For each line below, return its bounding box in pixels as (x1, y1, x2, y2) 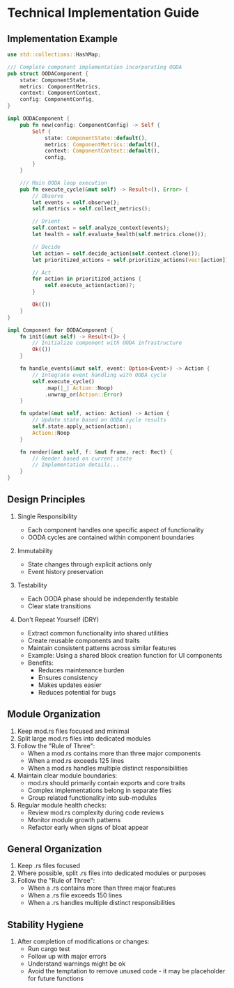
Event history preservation (27, 567, 104, 576)
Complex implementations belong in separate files (27, 786, 172, 794)
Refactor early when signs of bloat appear (27, 823, 149, 831)
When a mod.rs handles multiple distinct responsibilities (27, 764, 188, 772)
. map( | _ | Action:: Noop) (44, 385, 114, 392)
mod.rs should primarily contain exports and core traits (27, 778, 186, 787)
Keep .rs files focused (17, 862, 81, 870)
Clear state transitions (27, 601, 91, 610)
